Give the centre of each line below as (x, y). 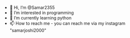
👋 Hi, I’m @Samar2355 (32, 8)
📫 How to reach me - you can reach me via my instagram (67, 23)
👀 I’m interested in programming (42, 13)
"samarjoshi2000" (28, 30)
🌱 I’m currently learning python (41, 18)
